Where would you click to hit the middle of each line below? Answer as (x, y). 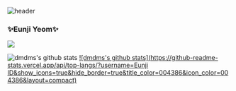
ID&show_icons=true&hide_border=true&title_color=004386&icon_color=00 (118, 73)
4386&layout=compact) (42, 80)
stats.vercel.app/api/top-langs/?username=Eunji (78, 65)
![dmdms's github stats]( (115, 58)
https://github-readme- (184, 58)
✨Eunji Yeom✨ (33, 29)
